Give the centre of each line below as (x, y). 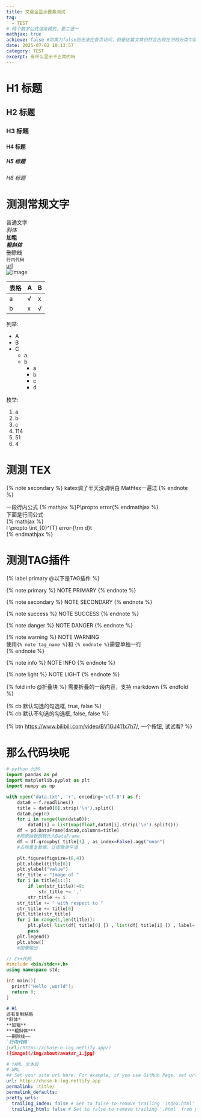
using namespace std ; (33, 970)
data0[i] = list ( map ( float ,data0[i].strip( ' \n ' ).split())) (103, 825)
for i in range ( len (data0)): (54, 819)
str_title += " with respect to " (60, 903)
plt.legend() (33, 937)
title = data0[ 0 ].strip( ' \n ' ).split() (66, 808)
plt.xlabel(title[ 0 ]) (44, 864)
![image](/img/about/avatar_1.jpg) (51, 1053)
